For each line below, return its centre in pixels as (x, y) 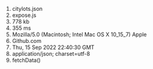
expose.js (24, 15)
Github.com (27, 41)
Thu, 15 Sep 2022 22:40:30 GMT (53, 47)
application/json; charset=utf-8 (51, 54)
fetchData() (26, 60)
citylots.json (27, 9)
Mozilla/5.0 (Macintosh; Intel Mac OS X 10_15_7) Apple (79, 34)
